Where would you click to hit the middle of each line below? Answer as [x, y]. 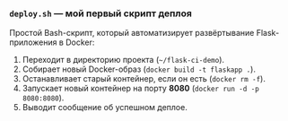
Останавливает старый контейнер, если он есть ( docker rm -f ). [144, 79]
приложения [33, 42]
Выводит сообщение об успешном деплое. [105, 108]
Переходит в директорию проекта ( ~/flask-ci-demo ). [123, 60]
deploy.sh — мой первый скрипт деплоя [101, 13]
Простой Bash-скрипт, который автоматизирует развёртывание [132, 33]
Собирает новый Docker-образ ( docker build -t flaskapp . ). [139, 69]
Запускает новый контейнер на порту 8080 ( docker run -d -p [141, 89]
